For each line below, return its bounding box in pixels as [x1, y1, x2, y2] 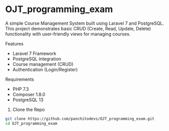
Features [5, 40, 24, 46]
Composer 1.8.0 [12, 91, 45, 97]
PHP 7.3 [12, 86, 29, 92]
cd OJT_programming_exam [5, 121, 58, 126]
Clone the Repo [12, 106, 45, 112]
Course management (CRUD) [12, 61, 74, 67]
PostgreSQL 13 [12, 97, 44, 103]
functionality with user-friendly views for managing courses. [5, 31, 131, 37]
